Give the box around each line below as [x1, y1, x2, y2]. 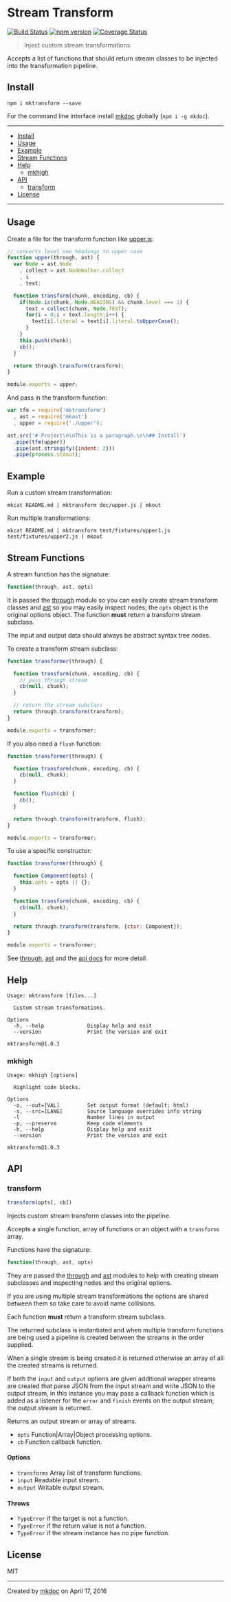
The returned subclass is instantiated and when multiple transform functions [7, 1325, 223, 1334]
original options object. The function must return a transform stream [7, 610, 201, 618]
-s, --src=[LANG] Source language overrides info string [13, 1108, 201, 1115]
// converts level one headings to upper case [7, 248, 143, 255]
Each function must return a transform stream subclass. [7, 1312, 166, 1321]
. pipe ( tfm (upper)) [13, 438, 67, 445]
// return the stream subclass [13, 702, 103, 709]
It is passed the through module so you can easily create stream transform [7, 596, 219, 604]
